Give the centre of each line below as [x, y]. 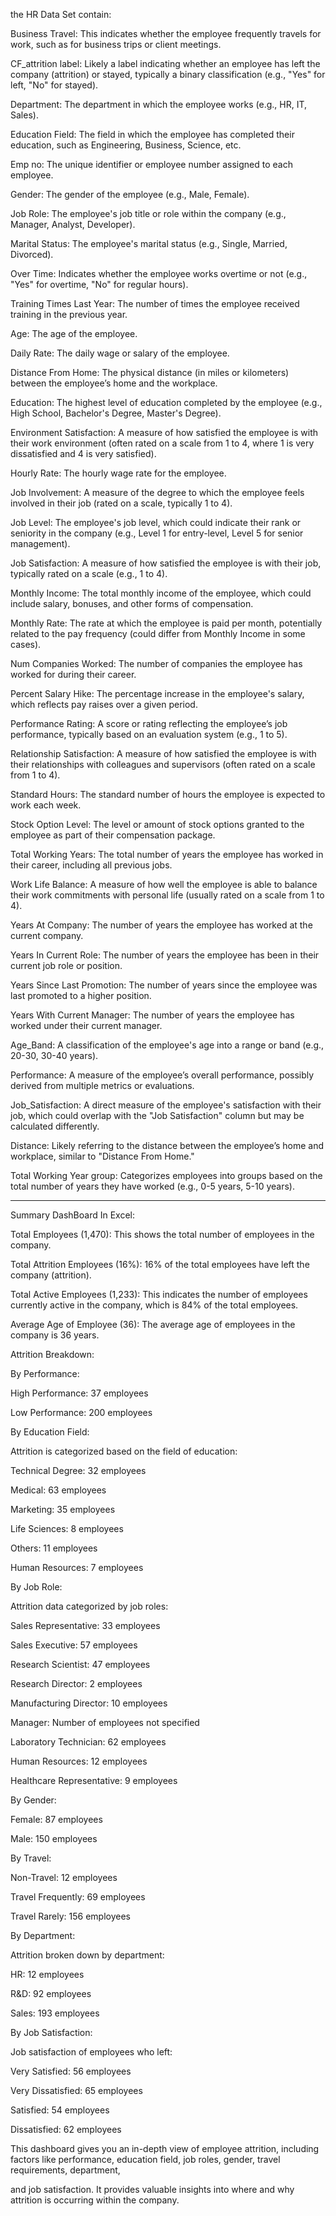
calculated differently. [55, 1126]
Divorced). [32, 254]
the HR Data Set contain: [61, 14]
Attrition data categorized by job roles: [89, 1606]
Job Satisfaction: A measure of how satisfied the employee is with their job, [166, 563]
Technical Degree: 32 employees [78, 1470]
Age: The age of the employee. [74, 333]
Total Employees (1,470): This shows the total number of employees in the [162, 1234]
